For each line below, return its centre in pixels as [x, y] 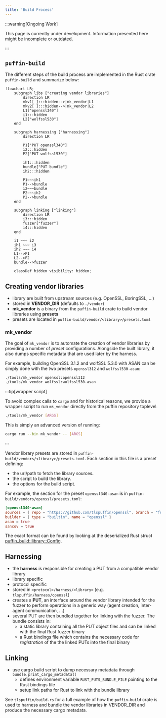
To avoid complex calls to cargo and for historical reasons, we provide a [78, 401]
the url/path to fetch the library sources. [53, 474]
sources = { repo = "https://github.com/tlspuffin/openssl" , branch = [79, 512]
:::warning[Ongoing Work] [32, 24]
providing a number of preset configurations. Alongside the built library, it [80, 348]
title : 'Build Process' [30, 10]
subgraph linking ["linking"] [45, 210]
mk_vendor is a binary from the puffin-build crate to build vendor [80, 309]
